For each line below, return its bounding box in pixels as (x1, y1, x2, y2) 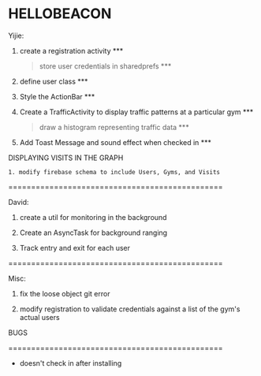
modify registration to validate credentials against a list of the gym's (19, 304, 240, 314)
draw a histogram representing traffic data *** (39, 122, 189, 132)
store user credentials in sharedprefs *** (39, 61, 172, 71)
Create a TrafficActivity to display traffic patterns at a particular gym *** (19, 107, 254, 117)
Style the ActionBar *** (19, 91, 95, 101)
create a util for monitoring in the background (19, 212, 167, 222)
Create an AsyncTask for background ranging (19, 228, 168, 237)
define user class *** (19, 76, 88, 86)
